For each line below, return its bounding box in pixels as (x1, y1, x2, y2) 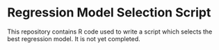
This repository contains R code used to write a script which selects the (7, 27, 213, 36)
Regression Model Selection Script (7, 5, 211, 21)
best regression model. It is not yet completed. (7, 34, 140, 42)
